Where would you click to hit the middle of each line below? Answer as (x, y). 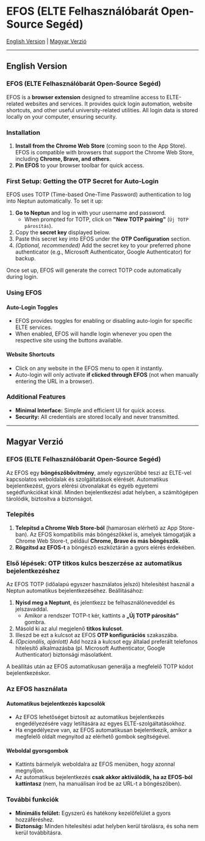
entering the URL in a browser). (55, 381)
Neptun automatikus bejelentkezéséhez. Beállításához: (75, 591)
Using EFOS (24, 293)
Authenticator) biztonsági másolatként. (64, 655)
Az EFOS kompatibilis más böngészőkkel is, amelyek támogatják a (113, 534)
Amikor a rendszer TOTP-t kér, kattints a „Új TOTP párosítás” (101, 616)
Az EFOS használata (37, 689)
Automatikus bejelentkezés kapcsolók (56, 703)
